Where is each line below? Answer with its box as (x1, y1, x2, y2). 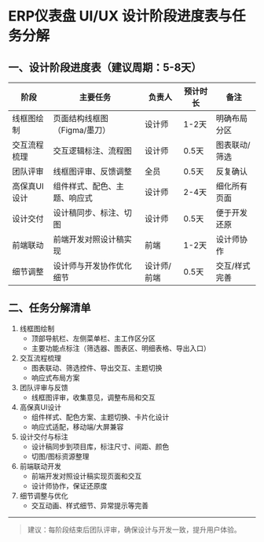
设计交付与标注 (19, 432, 68, 441)
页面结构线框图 (53, 113, 108, 124)
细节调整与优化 (19, 491, 68, 500)
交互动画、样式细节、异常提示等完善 (31, 500, 149, 510)
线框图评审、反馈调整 (53, 166, 132, 177)
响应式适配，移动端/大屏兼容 (31, 422, 124, 431)
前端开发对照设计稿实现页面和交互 (31, 471, 142, 481)
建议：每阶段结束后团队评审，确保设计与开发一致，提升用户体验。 (27, 525, 241, 534)
